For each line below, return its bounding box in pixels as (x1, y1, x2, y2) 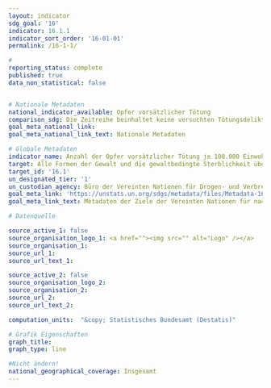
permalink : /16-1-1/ (8, 42, 78, 50)
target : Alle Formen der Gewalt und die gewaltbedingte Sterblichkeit (8, 160, 251, 168)
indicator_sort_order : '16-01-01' (8, 34, 125, 43)
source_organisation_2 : (8, 286, 89, 294)
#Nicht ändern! (8, 360, 60, 368)
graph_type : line (8, 345, 67, 353)
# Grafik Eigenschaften (8, 330, 89, 339)
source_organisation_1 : (8, 241, 89, 250)
